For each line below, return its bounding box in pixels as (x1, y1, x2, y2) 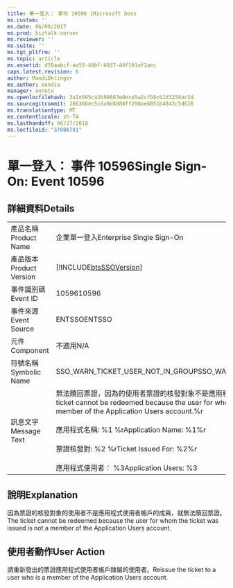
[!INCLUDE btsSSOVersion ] (55, 263, 143, 273)
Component (10, 346, 50, 356)
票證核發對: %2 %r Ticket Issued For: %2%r (55, 444, 198, 454)
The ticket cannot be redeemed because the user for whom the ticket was (7, 517, 219, 525)
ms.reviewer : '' (7, 36, 54, 43)
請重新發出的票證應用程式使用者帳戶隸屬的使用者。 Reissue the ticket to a (7, 566, 216, 573)
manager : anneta (7, 87, 54, 94)
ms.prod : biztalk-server (7, 29, 79, 37)
